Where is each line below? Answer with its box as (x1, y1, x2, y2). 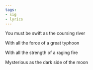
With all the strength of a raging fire (5, 49, 78, 55)
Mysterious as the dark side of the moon (5, 59, 89, 65)
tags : (5, 7, 16, 12)
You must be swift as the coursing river (5, 30, 86, 36)
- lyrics (5, 16, 23, 21)
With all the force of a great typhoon (5, 40, 80, 46)
